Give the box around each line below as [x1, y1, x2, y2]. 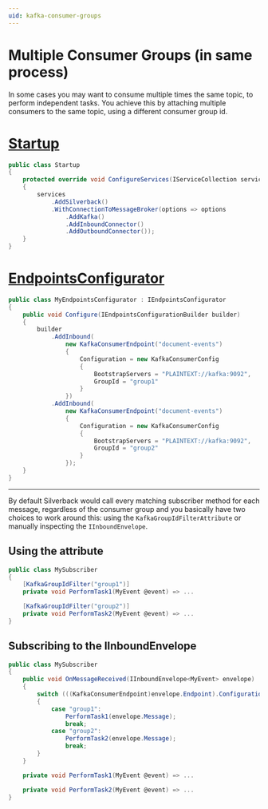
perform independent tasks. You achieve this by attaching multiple [8, 97, 227, 108]
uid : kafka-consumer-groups [8, 11, 102, 20]
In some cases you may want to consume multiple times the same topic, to [8, 89, 254, 99]
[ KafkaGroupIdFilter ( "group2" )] [22, 602, 130, 611]
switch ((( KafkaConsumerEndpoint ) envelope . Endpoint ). [37, 690, 219, 699]
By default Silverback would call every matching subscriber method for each [8, 496, 261, 506]
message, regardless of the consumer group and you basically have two [8, 504, 246, 514]
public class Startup [8, 161, 81, 169]
